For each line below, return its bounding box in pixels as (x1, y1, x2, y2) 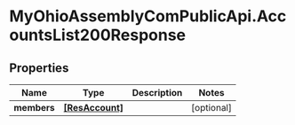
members (13, 102, 55, 113)
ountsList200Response (9, 25, 187, 45)
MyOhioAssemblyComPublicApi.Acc (9, 6, 287, 27)
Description (132, 87, 183, 98)
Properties (9, 60, 69, 75)
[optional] (190, 102, 233, 113)
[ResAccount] (63, 102, 124, 113)
